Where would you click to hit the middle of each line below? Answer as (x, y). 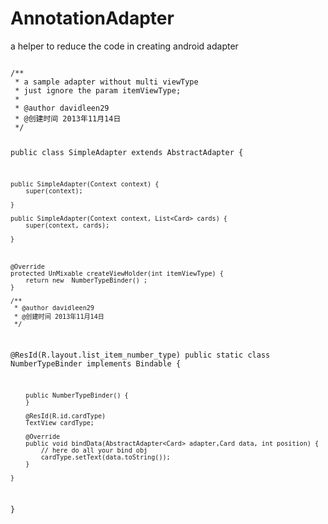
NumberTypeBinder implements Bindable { (96, 364)
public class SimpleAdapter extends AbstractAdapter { (127, 152)
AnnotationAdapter (92, 18)
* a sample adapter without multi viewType (106, 82)
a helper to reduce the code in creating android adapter (124, 46)
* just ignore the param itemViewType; (98, 90)
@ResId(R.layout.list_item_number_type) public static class (140, 355)
